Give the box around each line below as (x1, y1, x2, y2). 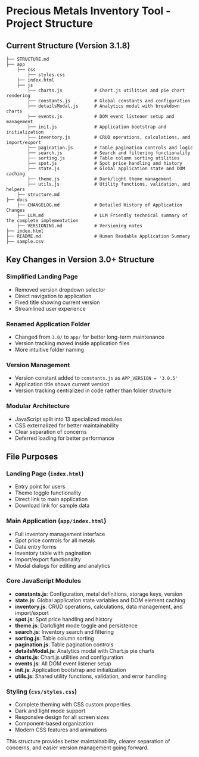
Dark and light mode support (14, 707, 86, 715)
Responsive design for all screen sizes (14, 714, 109, 721)
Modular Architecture (6, 402, 70, 410)
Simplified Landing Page (6, 273, 79, 281)
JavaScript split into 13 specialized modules (14, 415, 122, 423)
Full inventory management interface (14, 530, 105, 537)
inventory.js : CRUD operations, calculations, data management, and (14, 603, 183, 610)
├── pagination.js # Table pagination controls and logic (27, 145, 194, 151)
